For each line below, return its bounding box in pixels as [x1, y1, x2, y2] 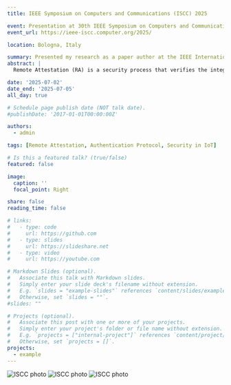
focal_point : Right [13, 186, 69, 193]
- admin [13, 129, 36, 136]
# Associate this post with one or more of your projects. [7, 319, 186, 326]
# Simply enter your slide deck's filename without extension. [7, 281, 198, 288]
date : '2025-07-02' [7, 79, 63, 86]
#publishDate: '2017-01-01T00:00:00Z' [7, 111, 118, 118]
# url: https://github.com [7, 230, 97, 237]
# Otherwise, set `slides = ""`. [7, 293, 109, 300]
